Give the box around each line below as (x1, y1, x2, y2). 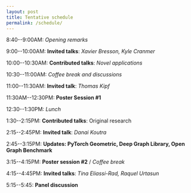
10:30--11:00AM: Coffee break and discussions (6, 71, 122, 78)
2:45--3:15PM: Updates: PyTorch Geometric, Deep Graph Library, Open (6, 140, 185, 148)
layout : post (6, 8, 39, 15)
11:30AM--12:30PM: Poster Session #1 (6, 94, 101, 102)
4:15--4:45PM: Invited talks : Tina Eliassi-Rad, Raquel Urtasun (6, 170, 159, 177)
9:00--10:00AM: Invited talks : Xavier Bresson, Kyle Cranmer (6, 48, 155, 55)
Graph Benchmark (6, 147, 53, 154)
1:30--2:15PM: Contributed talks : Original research (6, 117, 132, 124)
